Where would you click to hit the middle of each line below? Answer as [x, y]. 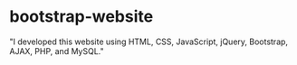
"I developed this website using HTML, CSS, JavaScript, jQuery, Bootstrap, [148, 42]
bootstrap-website [81, 17]
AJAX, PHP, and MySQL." [57, 51]
